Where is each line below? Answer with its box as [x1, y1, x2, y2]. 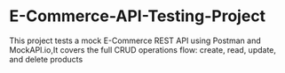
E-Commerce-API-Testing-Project [9, 6, 266, 26]
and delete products [9, 54, 83, 64]
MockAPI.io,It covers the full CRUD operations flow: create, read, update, [9, 44, 277, 55]
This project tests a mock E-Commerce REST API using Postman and [9, 35, 261, 46]
